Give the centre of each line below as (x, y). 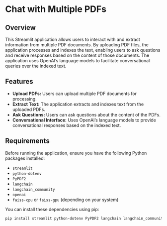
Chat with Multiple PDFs (56, 9)
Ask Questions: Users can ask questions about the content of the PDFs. (86, 114)
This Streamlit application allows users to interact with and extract (73, 39)
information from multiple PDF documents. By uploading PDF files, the (77, 45)
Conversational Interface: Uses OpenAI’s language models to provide (84, 120)
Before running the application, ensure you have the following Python (76, 153)
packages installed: (25, 158)
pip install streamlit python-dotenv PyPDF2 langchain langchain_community (85, 218)
